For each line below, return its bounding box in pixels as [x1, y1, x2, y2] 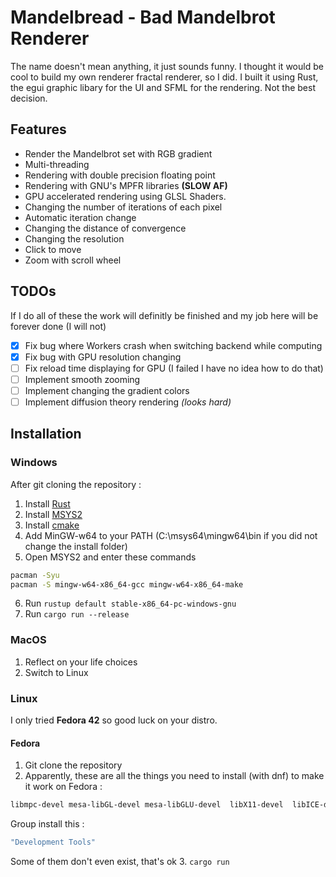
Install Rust [24, 497, 71, 510]
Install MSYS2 [24, 508, 83, 520]
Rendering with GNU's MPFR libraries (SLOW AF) [24, 179, 228, 191]
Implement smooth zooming [24, 373, 141, 385]
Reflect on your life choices [24, 656, 138, 668]
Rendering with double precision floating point [24, 169, 216, 181]
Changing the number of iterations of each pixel [24, 201, 223, 213]
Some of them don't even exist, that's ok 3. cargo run [10, 855, 230, 867]
